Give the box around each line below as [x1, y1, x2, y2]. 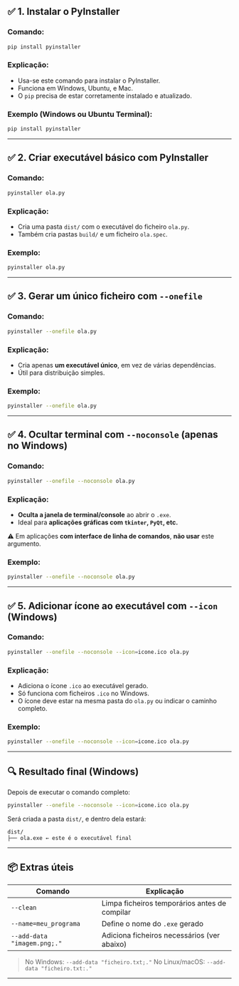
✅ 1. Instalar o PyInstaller [7, 6, 120, 18]
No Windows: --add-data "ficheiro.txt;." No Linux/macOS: [24, 958, 206, 966]
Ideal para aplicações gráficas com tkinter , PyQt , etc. [17, 518, 179, 526]
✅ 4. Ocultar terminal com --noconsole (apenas [7, 429, 218, 441]
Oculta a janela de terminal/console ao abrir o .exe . [17, 510, 171, 519]
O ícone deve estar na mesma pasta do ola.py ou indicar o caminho [17, 696, 217, 705]
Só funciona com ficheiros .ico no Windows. [17, 689, 149, 697]
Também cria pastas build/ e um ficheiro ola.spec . [17, 229, 168, 238]
